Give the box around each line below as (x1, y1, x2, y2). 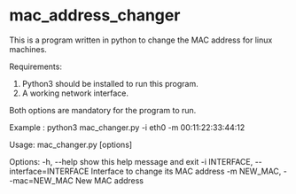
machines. (9, 43, 47, 54)
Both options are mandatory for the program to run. (9, 105, 197, 115)
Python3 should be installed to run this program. (21, 78, 199, 89)
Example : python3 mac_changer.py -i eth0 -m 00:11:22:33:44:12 (9, 121, 245, 133)
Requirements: (9, 61, 62, 72)
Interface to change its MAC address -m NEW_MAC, (90, 166, 282, 176)
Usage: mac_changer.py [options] (9, 139, 133, 150)
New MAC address (74, 175, 144, 186)
